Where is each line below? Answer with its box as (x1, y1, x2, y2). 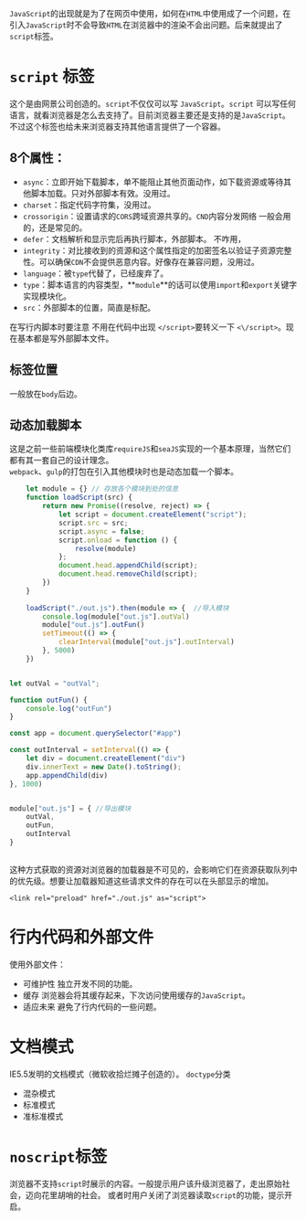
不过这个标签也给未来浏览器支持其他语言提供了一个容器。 (9, 121, 226, 132)
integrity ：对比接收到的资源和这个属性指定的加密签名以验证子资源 (22, 245, 277, 256)
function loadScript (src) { (26, 493, 132, 503)
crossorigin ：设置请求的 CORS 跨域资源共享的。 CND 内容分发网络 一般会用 (22, 210, 291, 221)
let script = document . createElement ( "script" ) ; (58, 510, 248, 519)
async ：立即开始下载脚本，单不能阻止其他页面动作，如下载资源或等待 (22, 176, 284, 187)
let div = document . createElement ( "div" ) (26, 754, 185, 763)
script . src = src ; (58, 518, 129, 527)
